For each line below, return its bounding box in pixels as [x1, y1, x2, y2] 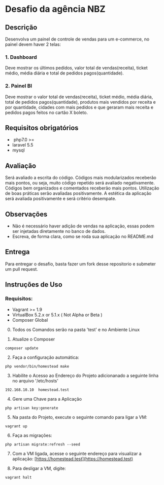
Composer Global [12, 317, 48, 323]
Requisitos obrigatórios [5, 123, 79, 132]
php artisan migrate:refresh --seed [5, 442, 80, 447]
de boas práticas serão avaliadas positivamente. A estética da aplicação [5, 190, 152, 196]
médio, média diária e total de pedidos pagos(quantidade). [5, 70, 124, 76]
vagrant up [5, 423, 28, 429]
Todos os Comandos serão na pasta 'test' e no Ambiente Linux [12, 327, 140, 333]
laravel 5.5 [12, 142, 33, 148]
